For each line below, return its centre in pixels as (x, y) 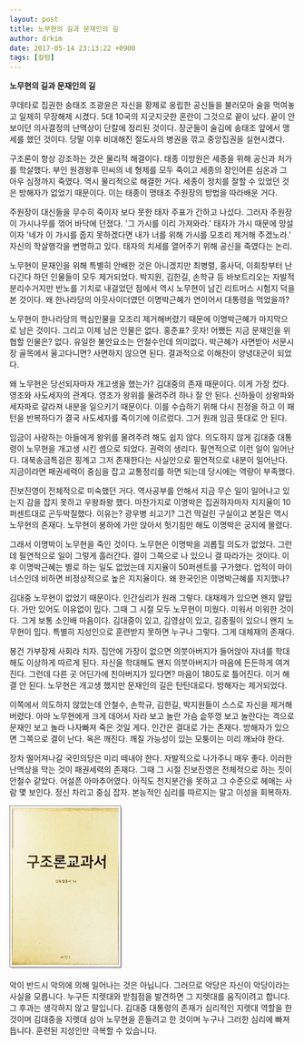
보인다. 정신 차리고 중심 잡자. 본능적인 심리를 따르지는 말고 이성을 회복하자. (160, 793)
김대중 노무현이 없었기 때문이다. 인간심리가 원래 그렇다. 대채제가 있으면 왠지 (142, 598)
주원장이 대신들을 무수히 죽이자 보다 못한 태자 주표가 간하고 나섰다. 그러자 (139, 212)
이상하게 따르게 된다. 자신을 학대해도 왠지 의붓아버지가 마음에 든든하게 (150, 663)
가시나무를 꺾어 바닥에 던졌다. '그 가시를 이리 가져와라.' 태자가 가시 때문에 (147, 224)
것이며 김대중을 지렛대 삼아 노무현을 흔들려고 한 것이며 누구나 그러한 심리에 (142, 1019)
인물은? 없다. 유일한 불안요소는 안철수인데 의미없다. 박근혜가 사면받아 (148, 342)
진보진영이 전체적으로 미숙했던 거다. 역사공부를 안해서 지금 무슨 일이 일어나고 (145, 491)
